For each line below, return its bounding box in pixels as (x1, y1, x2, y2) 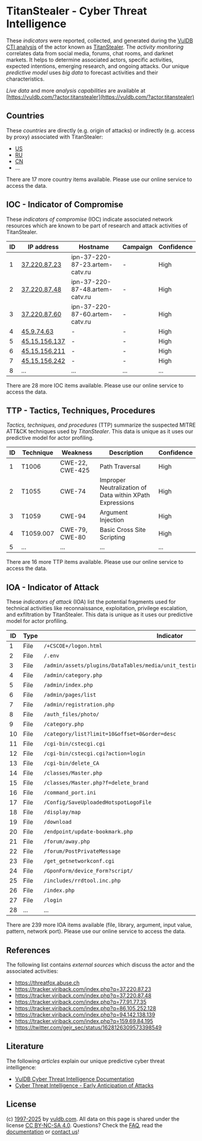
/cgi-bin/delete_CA (43, 760, 100, 767)
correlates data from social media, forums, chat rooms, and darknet (6, 49, 174, 57)
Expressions (99, 498, 135, 507)
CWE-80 (60, 533, 86, 542)
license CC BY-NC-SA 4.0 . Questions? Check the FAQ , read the (6, 1121, 163, 1129)
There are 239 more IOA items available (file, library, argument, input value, (6, 921, 192, 929)
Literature (6, 1041, 44, 1051)
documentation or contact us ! (6, 1128, 80, 1135)
